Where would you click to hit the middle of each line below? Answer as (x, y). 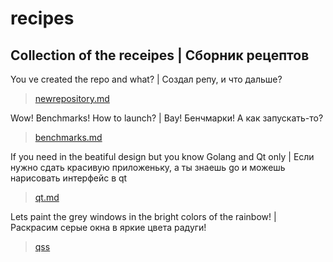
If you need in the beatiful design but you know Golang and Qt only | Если (162, 156)
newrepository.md (72, 98)
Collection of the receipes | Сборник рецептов (160, 55)
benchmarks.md (68, 137)
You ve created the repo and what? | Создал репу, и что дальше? (146, 79)
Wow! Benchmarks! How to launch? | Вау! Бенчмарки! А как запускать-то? (167, 118)
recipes (42, 18)
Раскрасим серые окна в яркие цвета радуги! (108, 227)
